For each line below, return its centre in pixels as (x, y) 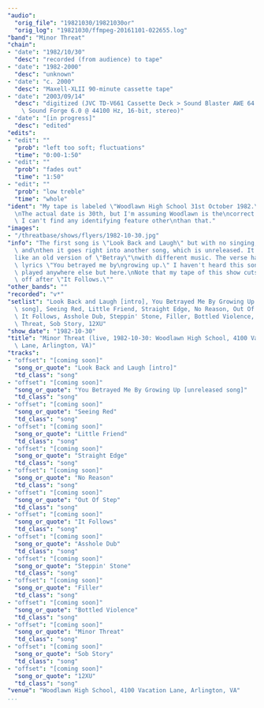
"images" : (24, 229)
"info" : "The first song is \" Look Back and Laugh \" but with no (117, 243)
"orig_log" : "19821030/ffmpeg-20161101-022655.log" (101, 30)
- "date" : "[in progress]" (52, 118)
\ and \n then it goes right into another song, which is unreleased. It (135, 250)
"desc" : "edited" (43, 125)
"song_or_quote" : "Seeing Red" (66, 412)
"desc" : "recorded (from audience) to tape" (89, 60)
